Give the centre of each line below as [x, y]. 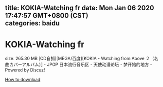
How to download [23, 80]
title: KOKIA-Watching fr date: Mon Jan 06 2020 [80, 8]
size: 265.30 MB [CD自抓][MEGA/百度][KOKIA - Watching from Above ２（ [80, 59]
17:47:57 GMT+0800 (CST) [47, 16]
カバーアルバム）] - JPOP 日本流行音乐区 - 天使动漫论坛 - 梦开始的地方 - [81, 65]
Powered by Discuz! [25, 70]
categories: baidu [32, 23]
